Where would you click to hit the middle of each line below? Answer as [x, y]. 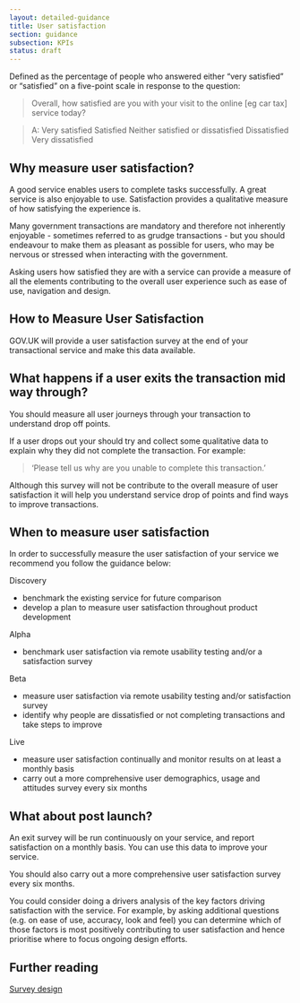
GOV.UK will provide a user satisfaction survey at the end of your [129, 341]
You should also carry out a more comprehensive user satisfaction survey [145, 874]
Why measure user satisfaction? [102, 168]
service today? [59, 113]
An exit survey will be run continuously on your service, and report [132, 838]
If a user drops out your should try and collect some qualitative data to [139, 441]
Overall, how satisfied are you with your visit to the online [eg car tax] [159, 103]
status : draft [36, 51]
